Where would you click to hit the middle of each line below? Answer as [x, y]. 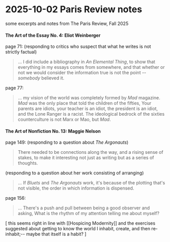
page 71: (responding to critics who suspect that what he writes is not [78, 46]
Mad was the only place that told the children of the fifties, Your [84, 103]
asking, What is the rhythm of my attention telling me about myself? [88, 213]
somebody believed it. [41, 78]
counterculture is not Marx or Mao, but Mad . [64, 119]
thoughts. [28, 163]
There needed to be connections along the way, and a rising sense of [91, 152]
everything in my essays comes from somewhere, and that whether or [91, 67]
